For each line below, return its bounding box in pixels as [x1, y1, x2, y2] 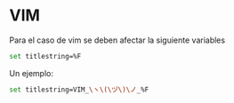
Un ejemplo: [9, 67, 53, 78]
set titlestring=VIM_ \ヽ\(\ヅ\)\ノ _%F [9, 85, 149, 94]
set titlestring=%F [9, 51, 82, 60]
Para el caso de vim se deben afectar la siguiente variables [9, 35, 225, 45]
